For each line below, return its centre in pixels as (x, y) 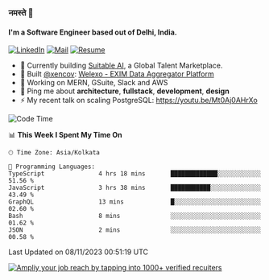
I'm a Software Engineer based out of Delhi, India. (93, 32)
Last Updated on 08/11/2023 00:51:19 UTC (79, 252)
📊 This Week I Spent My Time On (65, 135)
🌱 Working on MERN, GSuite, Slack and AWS (94, 83)
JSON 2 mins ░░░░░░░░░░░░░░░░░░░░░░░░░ (135, 230)
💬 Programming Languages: (52, 167)
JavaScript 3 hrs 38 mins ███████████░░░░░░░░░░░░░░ (135, 188)
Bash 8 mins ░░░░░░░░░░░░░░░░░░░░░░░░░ (135, 216)
